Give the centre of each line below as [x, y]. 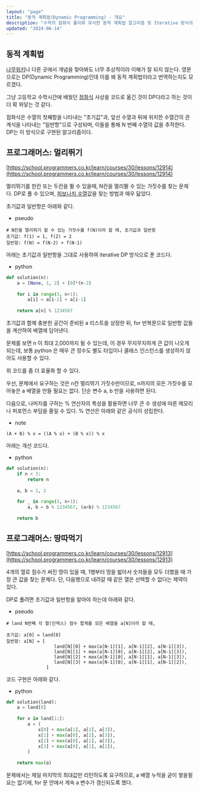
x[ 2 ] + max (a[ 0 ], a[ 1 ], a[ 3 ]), [77, 741]
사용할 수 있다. [34, 358]
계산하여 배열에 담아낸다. [41, 330]
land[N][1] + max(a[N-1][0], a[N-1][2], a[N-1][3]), [120, 652]
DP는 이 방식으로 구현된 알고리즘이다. [50, 132]
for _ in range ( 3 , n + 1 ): [48, 502]
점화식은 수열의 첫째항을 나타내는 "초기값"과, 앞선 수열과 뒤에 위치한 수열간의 [95, 117]
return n [38, 479]
